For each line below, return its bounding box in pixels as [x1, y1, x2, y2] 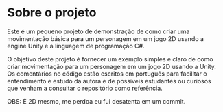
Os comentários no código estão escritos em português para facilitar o [7, 70, 207, 78]
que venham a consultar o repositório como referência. [7, 84, 163, 92]
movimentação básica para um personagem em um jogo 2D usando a [7, 34, 204, 42]
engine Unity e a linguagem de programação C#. [7, 42, 145, 50]
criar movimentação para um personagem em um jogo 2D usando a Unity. [7, 62, 216, 70]
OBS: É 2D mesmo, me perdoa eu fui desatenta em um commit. [7, 97, 186, 105]
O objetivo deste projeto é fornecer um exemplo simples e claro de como [7, 55, 213, 63]
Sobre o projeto [7, 5, 97, 20]
